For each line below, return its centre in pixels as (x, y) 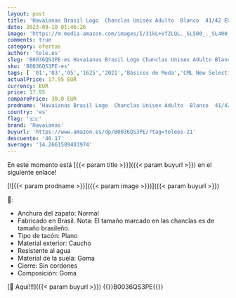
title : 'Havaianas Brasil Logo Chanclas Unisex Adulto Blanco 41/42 (114, 20)
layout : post (26, 14)
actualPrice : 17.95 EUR (42, 79)
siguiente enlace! (32, 173)
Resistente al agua (44, 251)
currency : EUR (28, 86)
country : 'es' (28, 112)
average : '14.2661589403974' (50, 145)
